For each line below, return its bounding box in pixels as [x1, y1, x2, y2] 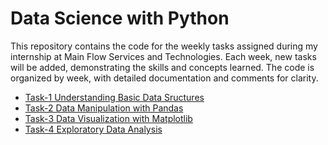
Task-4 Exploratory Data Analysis [24, 123, 163, 135]
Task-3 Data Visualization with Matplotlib [24, 112, 193, 124]
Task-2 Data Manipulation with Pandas [24, 102, 184, 114]
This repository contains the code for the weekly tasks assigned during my [10, 40, 318, 52]
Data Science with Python [10, 7, 230, 30]
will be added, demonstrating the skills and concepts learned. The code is [10, 61, 315, 73]
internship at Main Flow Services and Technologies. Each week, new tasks [10, 50, 317, 62]
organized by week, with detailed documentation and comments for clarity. [10, 72, 319, 84]
